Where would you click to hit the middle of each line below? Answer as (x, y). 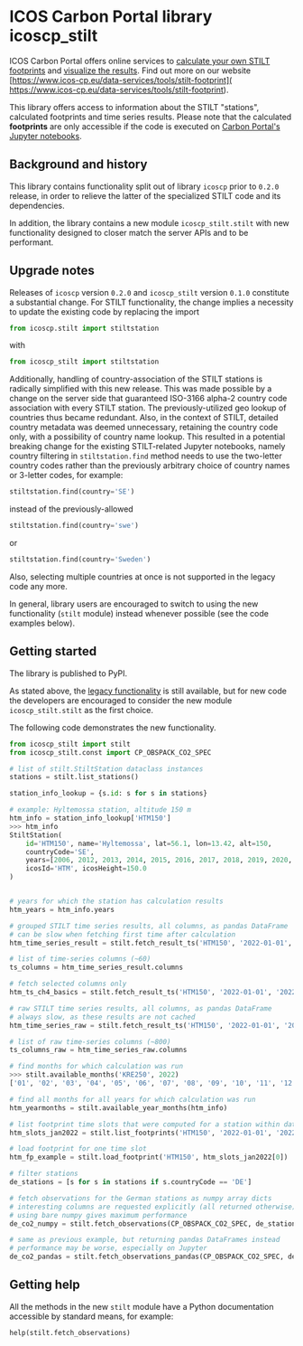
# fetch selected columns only (68, 984)
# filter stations (44, 1174)
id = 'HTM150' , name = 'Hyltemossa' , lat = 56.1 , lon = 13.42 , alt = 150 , (149, 843)
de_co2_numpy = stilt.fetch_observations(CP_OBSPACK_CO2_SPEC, (131, 1224)
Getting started (53, 651)
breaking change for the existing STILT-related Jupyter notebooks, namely (147, 447)
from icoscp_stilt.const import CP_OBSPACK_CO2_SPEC (110, 752)
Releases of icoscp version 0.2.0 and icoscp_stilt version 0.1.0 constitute (150, 292)
